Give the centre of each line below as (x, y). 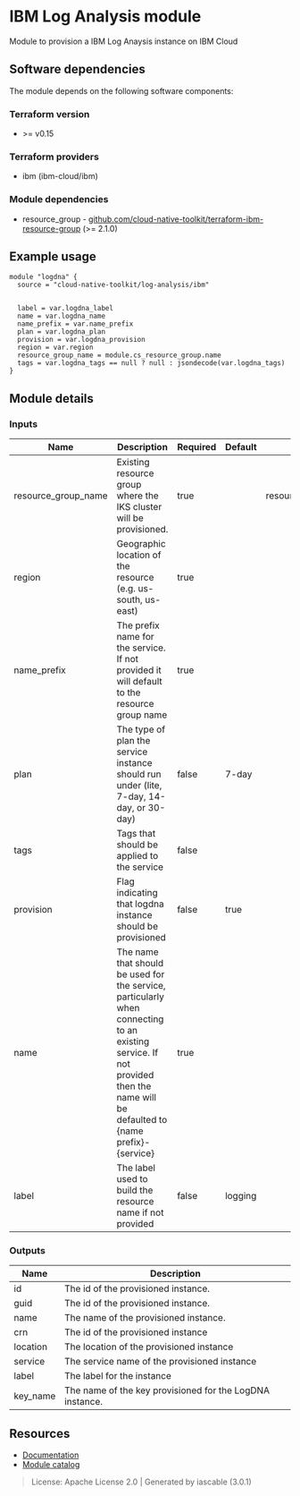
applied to (137, 856)
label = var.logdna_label (66, 309)
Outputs (28, 1251)
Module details (51, 399)
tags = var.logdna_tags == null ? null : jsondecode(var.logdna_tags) (151, 363)
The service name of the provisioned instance (160, 1362)
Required (197, 447)
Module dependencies (59, 200)
